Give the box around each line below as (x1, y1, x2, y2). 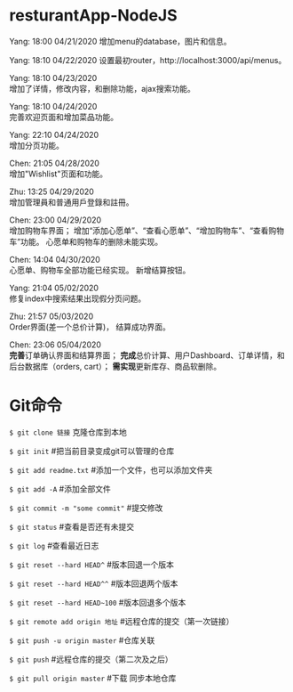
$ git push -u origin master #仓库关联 (9, 634, 155, 646)
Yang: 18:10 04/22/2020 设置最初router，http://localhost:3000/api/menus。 (9, 54, 287, 65)
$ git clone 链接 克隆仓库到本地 (9, 427, 127, 437)
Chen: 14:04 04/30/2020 (9, 254, 100, 265)
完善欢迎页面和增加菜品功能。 (9, 111, 118, 122)
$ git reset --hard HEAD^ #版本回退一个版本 (9, 558, 175, 570)
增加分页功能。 (9, 140, 64, 151)
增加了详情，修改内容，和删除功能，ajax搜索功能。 (9, 83, 195, 94)
